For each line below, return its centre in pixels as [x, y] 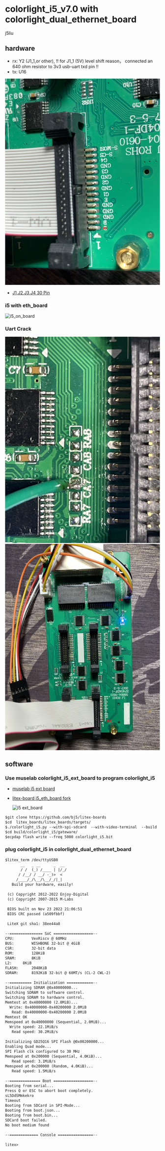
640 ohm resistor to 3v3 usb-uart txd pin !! [55, 66]
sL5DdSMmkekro [20, 1096]
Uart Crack [18, 329]
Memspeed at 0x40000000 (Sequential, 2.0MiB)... [56, 1022]
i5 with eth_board [26, 305]
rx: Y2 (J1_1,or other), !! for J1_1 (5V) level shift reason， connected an [82, 61]
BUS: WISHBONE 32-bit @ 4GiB [42, 944]
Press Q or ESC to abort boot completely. [49, 1091]
